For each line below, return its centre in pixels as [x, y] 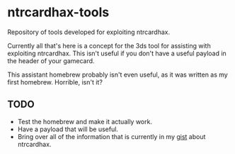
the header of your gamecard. [51, 60]
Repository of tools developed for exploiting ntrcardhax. [89, 32]
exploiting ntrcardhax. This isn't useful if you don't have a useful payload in [117, 53]
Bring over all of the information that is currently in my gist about [111, 136]
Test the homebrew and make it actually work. [85, 121]
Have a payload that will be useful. [68, 129]
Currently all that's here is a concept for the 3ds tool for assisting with [109, 45]
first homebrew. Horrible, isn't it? [55, 82]
